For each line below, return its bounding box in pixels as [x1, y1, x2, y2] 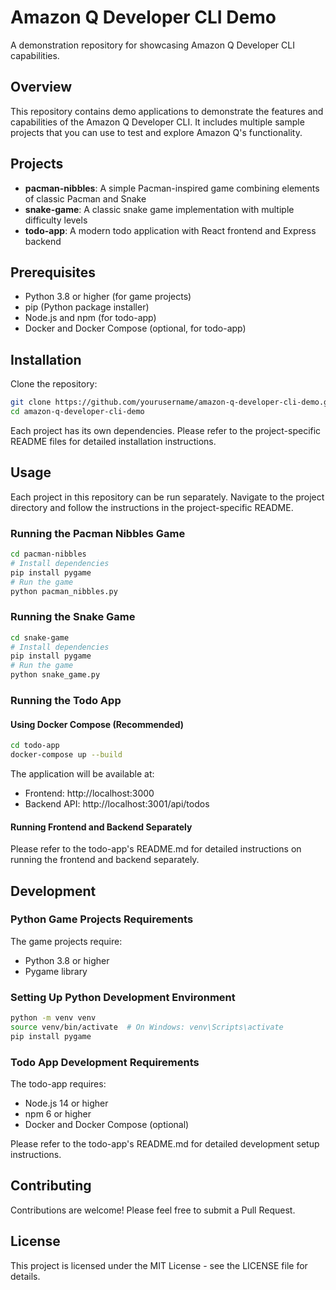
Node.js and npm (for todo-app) [24, 312, 157, 324]
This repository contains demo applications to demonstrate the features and [10, 105, 324, 117]
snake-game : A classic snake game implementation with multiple [24, 203, 295, 215]
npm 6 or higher [24, 1108, 92, 1120]
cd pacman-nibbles [10, 549, 87, 560]
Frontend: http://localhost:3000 [24, 787, 155, 799]
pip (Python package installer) [24, 301, 150, 313]
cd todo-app [10, 741, 60, 751]
